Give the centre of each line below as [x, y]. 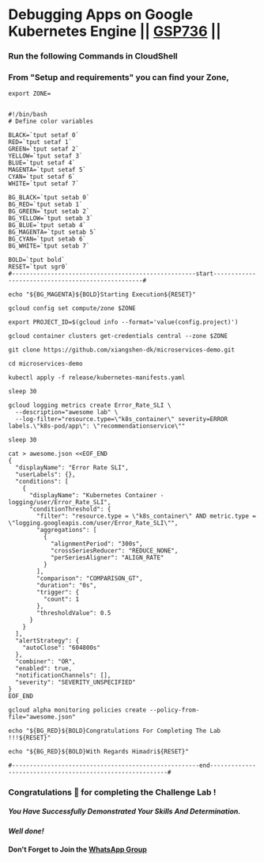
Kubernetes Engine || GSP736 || [115, 31]
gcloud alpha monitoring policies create [77, 710]
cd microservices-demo [45, 364]
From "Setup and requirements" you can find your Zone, [119, 78]
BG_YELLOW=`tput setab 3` [51, 218]
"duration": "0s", [67, 586]
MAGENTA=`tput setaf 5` [47, 170]
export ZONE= [30, 94]
